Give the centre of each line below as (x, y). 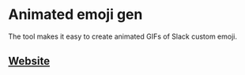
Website (29, 61)
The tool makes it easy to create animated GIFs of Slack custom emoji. (123, 36)
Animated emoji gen (75, 15)
